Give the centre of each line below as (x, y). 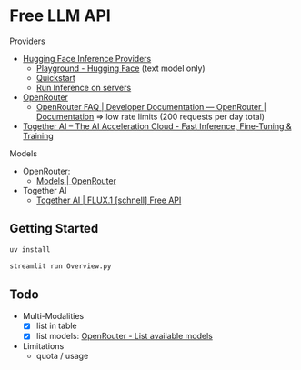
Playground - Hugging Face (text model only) (121, 68)
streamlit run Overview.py (60, 266)
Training (38, 135)
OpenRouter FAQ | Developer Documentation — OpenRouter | (151, 106)
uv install (30, 250)
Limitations (43, 346)
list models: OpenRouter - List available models (125, 336)
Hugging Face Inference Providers (87, 58)
